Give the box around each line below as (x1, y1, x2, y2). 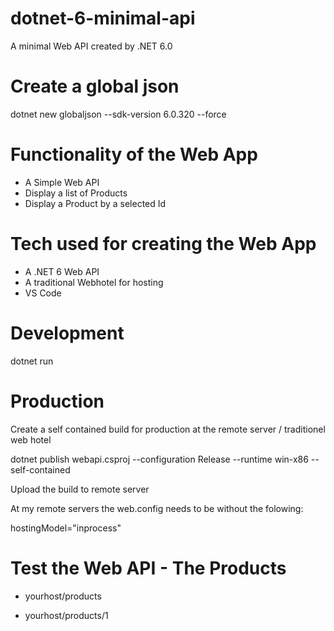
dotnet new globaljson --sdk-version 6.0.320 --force (10, 108, 227, 120)
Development (10, 322, 125, 344)
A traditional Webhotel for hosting (24, 276, 164, 288)
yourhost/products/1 (24, 609, 109, 621)
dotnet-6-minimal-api (10, 7, 196, 30)
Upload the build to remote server (10, 483, 150, 495)
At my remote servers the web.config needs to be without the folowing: (10, 502, 304, 514)
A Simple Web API (24, 176, 100, 188)
